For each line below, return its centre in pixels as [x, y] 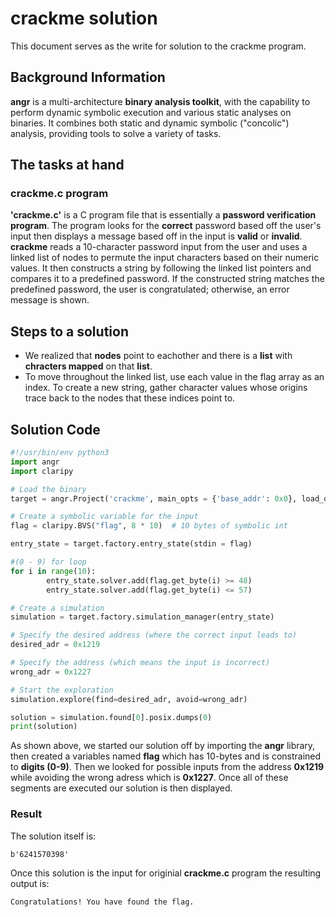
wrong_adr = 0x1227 [51, 672]
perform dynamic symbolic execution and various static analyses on [151, 112]
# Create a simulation [57, 608]
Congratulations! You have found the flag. [102, 902]
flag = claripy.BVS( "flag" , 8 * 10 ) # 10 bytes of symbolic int [149, 526]
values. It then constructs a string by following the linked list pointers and [161, 268]
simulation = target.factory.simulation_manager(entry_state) [142, 617]
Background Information [88, 77]
